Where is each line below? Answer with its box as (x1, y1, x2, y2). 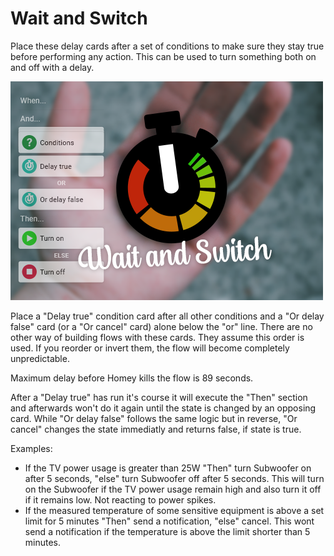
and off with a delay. (10, 61, 95, 73)
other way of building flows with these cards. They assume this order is (10, 331, 305, 343)
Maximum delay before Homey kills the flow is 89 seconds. (10, 372, 254, 384)
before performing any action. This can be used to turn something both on (10, 50, 317, 62)
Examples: (10, 442, 53, 454)
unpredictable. (10, 352, 70, 364)
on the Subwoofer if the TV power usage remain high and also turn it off (24, 483, 322, 495)
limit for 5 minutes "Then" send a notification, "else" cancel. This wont (24, 515, 315, 527)
